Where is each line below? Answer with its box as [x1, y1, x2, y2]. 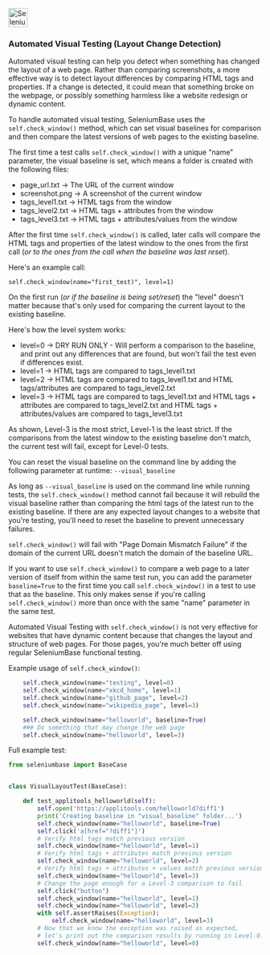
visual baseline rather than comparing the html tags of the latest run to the [8, 499, 255, 508]
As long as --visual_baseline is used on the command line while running [8, 481, 251, 491]
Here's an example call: [8, 262, 86, 273]
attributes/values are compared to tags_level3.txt [19, 409, 183, 418]
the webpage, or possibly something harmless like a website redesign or [8, 91, 248, 101]
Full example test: [8, 745, 67, 755]
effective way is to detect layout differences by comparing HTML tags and [8, 73, 254, 84]
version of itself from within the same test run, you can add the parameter [8, 572, 253, 582]
